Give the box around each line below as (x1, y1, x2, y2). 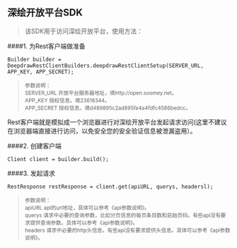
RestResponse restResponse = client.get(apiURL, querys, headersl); (7, 183, 214, 190)
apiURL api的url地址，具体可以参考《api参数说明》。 (24, 204, 150, 211)
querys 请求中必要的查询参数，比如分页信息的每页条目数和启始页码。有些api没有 (24, 211, 221, 219)
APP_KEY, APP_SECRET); (7, 68, 74, 76)
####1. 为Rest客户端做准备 (7, 42, 86, 50)
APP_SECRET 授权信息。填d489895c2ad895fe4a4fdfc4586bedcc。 (24, 105, 191, 112)
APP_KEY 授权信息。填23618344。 (24, 97, 110, 104)
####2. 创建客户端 (7, 141, 62, 150)
